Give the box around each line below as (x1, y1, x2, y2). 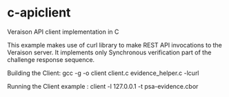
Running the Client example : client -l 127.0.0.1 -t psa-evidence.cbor (7, 82, 199, 90)
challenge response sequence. (7, 55, 95, 63)
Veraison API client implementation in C (7, 28, 119, 36)
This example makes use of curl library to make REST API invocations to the (7, 41, 223, 49)
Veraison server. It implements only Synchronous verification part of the (7, 48, 212, 56)
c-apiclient (7, 5, 71, 21)
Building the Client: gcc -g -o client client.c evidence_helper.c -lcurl (7, 69, 199, 77)
